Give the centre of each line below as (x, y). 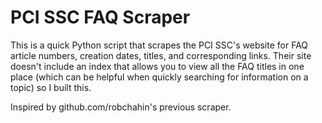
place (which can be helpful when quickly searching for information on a (159, 77)
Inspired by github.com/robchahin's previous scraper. (121, 107)
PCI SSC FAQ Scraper (100, 17)
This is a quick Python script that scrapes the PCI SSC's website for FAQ (159, 45)
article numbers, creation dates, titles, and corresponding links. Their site (161, 55)
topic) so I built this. (51, 87)
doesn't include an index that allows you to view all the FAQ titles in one (157, 66)
